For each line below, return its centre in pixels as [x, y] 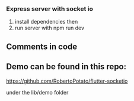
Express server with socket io [50, 9]
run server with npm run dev [50, 28]
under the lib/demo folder [37, 92]
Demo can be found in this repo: [66, 67]
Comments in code [42, 46]
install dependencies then [46, 22]
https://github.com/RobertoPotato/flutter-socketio [67, 81]
